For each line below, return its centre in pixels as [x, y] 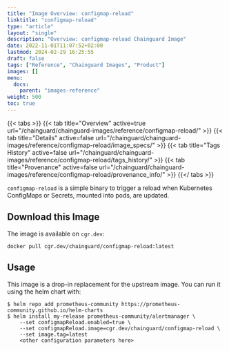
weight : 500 [24, 97]
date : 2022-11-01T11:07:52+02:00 [55, 46]
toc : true [21, 104]
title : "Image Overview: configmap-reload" [71, 13]
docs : [21, 84]
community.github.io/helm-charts [55, 310]
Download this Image [53, 217]
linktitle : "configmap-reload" [52, 20]
